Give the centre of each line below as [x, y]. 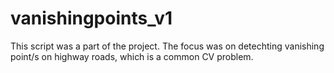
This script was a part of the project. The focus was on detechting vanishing [167, 46]
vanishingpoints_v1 [91, 18]
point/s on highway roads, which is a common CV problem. [132, 56]
